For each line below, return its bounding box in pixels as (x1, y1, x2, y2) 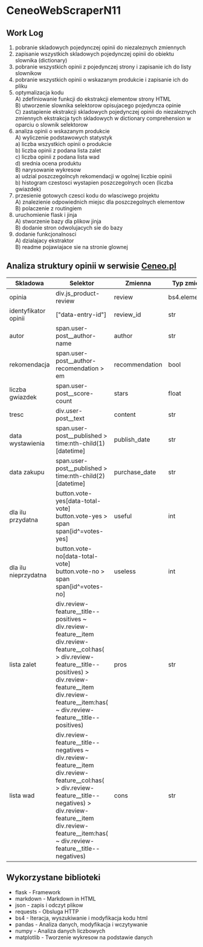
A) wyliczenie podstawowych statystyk (14, 134, 113, 141)
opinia (9, 293, 27, 301)
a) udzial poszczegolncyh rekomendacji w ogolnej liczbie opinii (14, 173, 172, 179)
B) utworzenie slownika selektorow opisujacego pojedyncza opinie (14, 102, 181, 109)
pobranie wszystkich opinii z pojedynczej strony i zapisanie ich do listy (14, 63, 192, 70)
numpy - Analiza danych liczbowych (14, 927, 106, 934)
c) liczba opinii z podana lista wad (14, 153, 100, 161)
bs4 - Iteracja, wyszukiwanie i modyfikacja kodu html (14, 914, 148, 922)
